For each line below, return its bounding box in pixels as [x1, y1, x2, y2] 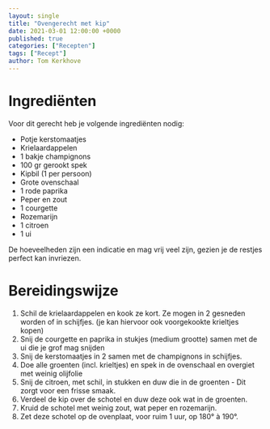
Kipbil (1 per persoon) [19, 168, 92, 178]
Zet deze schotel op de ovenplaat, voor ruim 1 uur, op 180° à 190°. [19, 411, 238, 421]
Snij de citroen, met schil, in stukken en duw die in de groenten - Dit [19, 377, 247, 387]
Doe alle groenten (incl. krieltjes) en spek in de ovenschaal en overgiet [19, 359, 255, 369]
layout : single [8, 11, 60, 20]
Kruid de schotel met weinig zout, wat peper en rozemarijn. [19, 402, 217, 413]
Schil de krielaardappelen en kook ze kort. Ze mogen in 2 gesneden [19, 308, 246, 318]
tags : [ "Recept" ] [8, 49, 67, 57]
